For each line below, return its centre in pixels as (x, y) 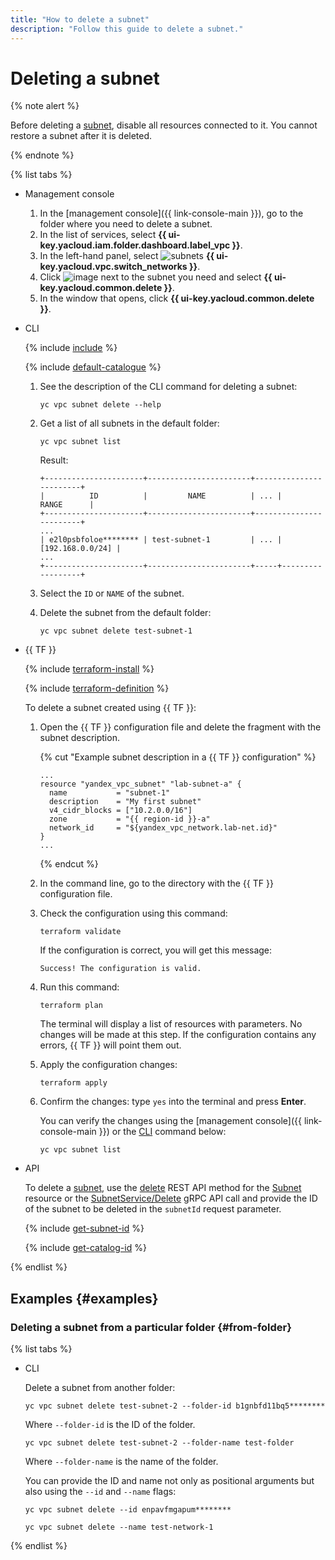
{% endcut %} (69, 864)
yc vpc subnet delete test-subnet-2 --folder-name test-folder (159, 1443)
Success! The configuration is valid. (120, 969)
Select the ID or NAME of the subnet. (112, 593)
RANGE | (67, 505)
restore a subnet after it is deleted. (81, 136)
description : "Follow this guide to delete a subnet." (127, 29)
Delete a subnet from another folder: (100, 1388)
